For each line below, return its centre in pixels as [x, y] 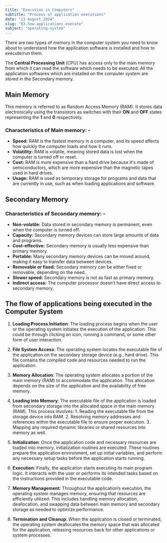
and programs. [27, 240]
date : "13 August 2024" [30, 19]
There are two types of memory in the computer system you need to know [82, 42]
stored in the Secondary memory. [39, 79]
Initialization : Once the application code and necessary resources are [84, 442]
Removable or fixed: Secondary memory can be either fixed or [77, 267]
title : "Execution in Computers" [40, 10]
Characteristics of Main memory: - [48, 130]
